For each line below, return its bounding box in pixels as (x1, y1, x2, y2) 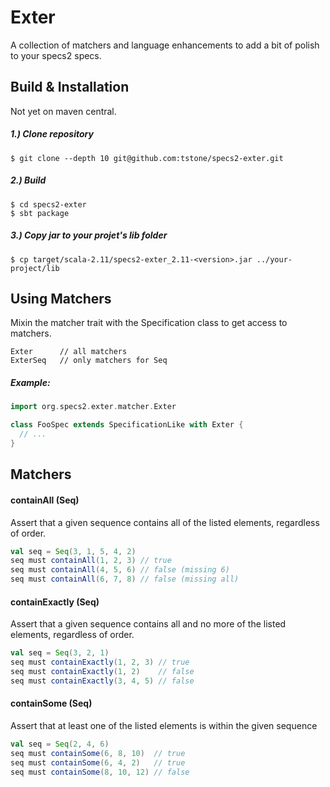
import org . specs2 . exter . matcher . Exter (10, 402, 177, 412)
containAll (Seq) (10, 494, 80, 506)
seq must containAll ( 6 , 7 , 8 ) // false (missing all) (10, 574, 240, 585)
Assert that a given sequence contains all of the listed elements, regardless (10, 516, 320, 528)
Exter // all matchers (10, 347, 128, 357)
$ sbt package (10, 208, 70, 218)
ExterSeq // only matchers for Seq (10, 356, 168, 366)
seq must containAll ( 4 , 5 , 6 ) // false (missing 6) (10, 565, 230, 575)
